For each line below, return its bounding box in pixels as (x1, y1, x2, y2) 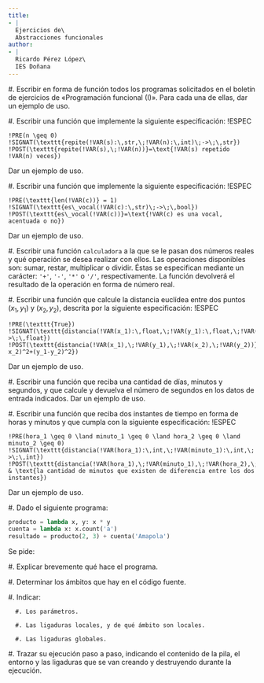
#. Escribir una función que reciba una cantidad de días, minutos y (8, 377, 223, 386)
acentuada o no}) (8, 217, 65, 225)
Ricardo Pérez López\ (15, 56, 86, 64)
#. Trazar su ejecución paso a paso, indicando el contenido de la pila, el (8, 649, 240, 659)
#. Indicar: (8, 593, 42, 602)
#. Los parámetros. (15, 607, 79, 616)
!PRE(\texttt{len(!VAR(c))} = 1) (8, 196, 118, 205)
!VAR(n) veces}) (8, 152, 61, 160)
